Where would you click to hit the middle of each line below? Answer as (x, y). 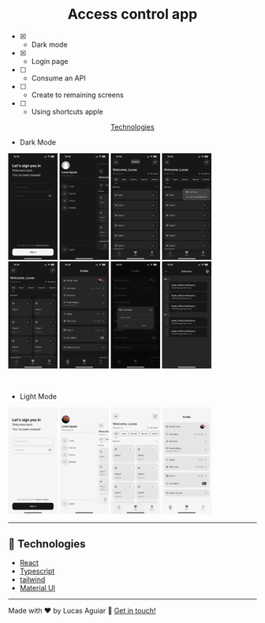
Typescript (37, 571)
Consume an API (58, 78)
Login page (50, 61)
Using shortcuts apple (67, 111)
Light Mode (38, 396)
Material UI (37, 588)
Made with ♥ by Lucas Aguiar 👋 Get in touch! (82, 611)
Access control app (132, 15)
